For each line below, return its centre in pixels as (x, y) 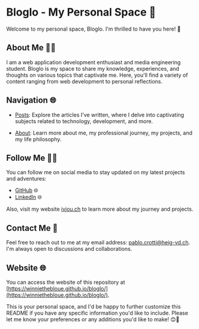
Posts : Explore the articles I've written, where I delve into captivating (99, 115)
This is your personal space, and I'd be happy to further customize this (94, 306)
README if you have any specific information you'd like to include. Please (97, 313)
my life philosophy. (38, 139)
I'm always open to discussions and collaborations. (69, 249)
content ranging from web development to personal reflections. (85, 81)
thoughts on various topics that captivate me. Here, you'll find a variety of (97, 75)
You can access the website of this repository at (66, 282)
